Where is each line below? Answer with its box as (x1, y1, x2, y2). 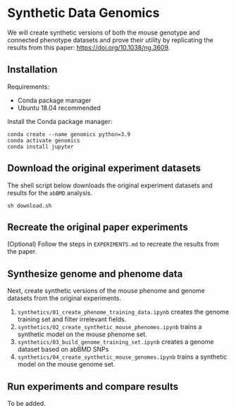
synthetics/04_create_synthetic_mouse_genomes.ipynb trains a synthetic (17, 352, 228, 361)
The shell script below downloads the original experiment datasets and (7, 181, 213, 190)
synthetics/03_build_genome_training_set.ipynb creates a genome (17, 338, 214, 346)
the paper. (7, 247, 37, 256)
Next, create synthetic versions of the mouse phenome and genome (7, 287, 206, 295)
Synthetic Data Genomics (7, 5, 160, 21)
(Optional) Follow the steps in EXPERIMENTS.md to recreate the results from (7, 240, 220, 248)
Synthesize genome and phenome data (7, 268, 183, 280)
